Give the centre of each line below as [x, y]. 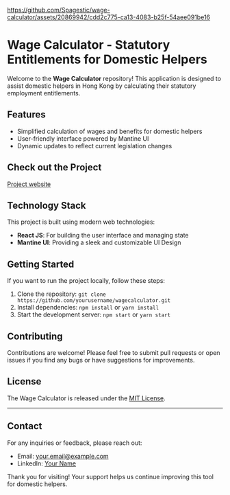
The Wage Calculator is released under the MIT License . [86, 398]
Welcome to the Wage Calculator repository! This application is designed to [114, 78]
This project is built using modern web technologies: [81, 222]
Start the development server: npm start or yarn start [94, 314]
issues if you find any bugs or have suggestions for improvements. [101, 360]
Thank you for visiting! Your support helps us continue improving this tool [111, 476]
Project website [29, 184]
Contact [25, 426]
